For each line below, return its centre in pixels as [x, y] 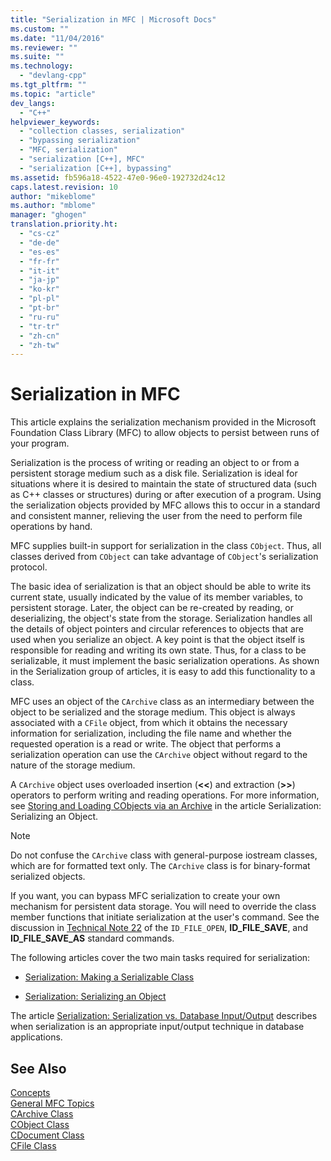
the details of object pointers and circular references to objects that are [157, 629]
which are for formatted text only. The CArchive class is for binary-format [160, 866]
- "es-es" [39, 252]
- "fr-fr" [39, 261]
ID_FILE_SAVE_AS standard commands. [92, 938]
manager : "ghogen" [48, 215]
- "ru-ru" [39, 317]
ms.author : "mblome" [53, 206]
